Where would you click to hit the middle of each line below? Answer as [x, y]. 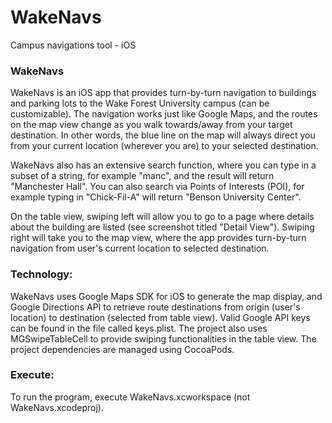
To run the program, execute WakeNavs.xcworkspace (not [130, 397]
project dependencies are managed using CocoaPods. [122, 349]
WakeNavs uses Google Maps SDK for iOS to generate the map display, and [166, 296]
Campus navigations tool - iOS [73, 45]
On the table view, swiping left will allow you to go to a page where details [162, 217]
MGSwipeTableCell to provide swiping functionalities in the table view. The [163, 338]
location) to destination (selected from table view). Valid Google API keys [160, 317]
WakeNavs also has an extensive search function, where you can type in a [163, 165]
